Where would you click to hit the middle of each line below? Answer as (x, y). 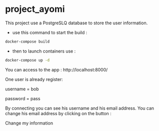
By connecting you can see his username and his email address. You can (80, 108)
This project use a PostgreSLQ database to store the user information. (76, 23)
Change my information (29, 123)
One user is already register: (34, 79)
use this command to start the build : (50, 32)
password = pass (23, 98)
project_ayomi (35, 9)
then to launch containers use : (44, 51)
